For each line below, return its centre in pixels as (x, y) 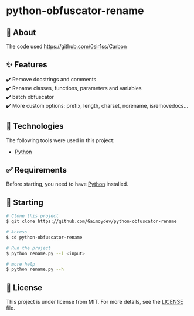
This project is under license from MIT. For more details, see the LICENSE (95, 302)
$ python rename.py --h (35, 269)
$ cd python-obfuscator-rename (44, 237)
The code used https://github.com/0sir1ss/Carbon (67, 46)
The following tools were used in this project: (60, 140)
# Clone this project (33, 216)
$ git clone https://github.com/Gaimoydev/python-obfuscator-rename (91, 221)
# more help (21, 264)
